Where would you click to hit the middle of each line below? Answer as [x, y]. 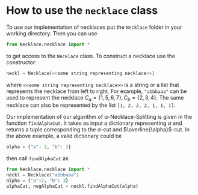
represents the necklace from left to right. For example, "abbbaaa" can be [97, 91]
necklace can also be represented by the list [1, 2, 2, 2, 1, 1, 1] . [91, 105]
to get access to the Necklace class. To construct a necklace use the [91, 56]
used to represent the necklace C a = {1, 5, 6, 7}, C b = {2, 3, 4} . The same [95, 98]
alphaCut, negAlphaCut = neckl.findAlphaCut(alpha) [72, 186]
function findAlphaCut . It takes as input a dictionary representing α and [94, 123]
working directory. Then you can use [52, 33]
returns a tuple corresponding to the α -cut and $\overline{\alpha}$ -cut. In [98, 130]
